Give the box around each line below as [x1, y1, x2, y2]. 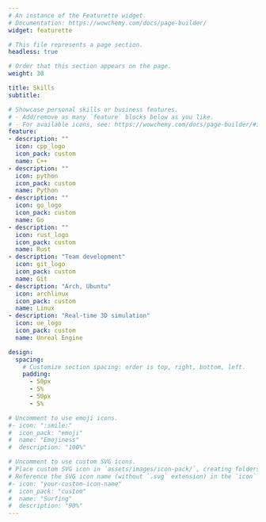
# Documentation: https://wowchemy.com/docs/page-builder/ [8, 19, 207, 27]
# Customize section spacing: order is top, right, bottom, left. [22, 363, 246, 371]
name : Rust [15, 246, 51, 253]
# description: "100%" [8, 444, 87, 452]
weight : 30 [8, 70, 44, 78]
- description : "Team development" [8, 253, 126, 261]
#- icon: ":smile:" [8, 421, 73, 429]
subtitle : [8, 91, 41, 99]
